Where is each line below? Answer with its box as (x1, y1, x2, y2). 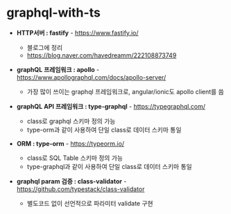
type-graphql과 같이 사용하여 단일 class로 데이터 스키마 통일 (26, 162, 192, 170)
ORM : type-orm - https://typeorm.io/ (16, 139, 125, 148)
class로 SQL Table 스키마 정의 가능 (26, 154, 123, 162)
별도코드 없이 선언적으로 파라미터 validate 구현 (26, 199, 153, 207)
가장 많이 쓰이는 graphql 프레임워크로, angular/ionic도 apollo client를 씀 (26, 87, 225, 96)
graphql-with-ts (6, 5, 101, 21)
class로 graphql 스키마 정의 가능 (26, 116, 116, 125)
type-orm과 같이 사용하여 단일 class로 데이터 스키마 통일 (26, 125, 182, 134)
